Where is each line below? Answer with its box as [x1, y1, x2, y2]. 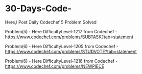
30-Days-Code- [5, 3, 72, 14]
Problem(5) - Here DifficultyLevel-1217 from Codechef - [5, 28, 118, 34]
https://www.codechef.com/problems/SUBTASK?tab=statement [5, 34, 134, 40]
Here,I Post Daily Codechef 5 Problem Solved [5, 19, 97, 25]
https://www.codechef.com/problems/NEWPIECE [5, 63, 104, 69]
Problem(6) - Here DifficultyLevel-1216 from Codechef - [5, 58, 118, 64]
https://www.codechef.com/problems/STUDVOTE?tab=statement [5, 49, 137, 54]
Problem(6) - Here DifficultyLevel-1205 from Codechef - [5, 43, 118, 49]
